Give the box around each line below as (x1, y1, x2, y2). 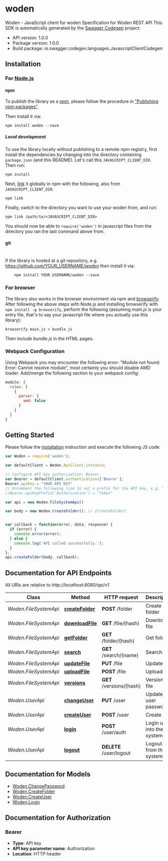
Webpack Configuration (5, 348, 65, 355)
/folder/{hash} (101, 637, 134, 644)
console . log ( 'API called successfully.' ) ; (14, 541, 104, 546)
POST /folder (101, 605, 132, 612)
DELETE (101, 743, 121, 750)
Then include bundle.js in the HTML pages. (5, 335, 94, 341)
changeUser (64, 697, 94, 704)
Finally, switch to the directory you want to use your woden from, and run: (5, 205, 157, 211)
